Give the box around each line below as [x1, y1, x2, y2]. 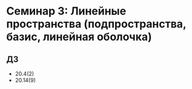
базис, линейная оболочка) [6, 30, 153, 44]
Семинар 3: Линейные [6, 4, 127, 18]
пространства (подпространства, [6, 17, 187, 31]
